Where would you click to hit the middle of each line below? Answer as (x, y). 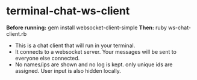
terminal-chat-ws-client (68, 11)
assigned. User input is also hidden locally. (68, 70)
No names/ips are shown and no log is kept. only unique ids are (94, 64)
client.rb (17, 33)
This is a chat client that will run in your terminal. (75, 45)
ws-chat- (180, 27)
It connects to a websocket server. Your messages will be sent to (95, 51)
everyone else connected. (47, 58)
